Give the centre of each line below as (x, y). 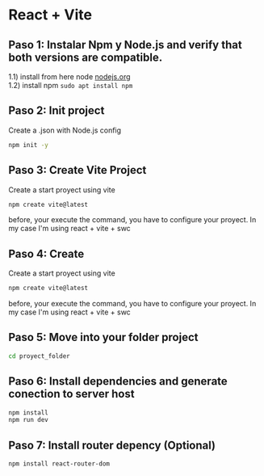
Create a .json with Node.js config (65, 130)
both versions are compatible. (86, 57)
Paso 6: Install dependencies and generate (118, 381)
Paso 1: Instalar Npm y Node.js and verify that (125, 45)
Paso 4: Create (46, 253)
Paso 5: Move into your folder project (103, 337)
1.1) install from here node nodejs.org (69, 77)
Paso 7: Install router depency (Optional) (112, 445)
